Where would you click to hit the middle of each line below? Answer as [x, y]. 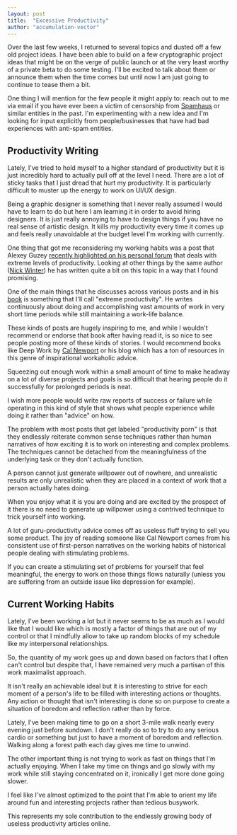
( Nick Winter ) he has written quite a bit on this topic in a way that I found [113, 270]
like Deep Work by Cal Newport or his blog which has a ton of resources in [116, 350]
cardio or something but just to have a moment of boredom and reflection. [115, 737]
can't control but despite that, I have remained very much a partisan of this [116, 665]
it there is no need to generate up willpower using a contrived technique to [116, 509]
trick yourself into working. [47, 517]
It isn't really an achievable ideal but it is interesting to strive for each [108, 686]
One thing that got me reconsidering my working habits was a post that [111, 248]
